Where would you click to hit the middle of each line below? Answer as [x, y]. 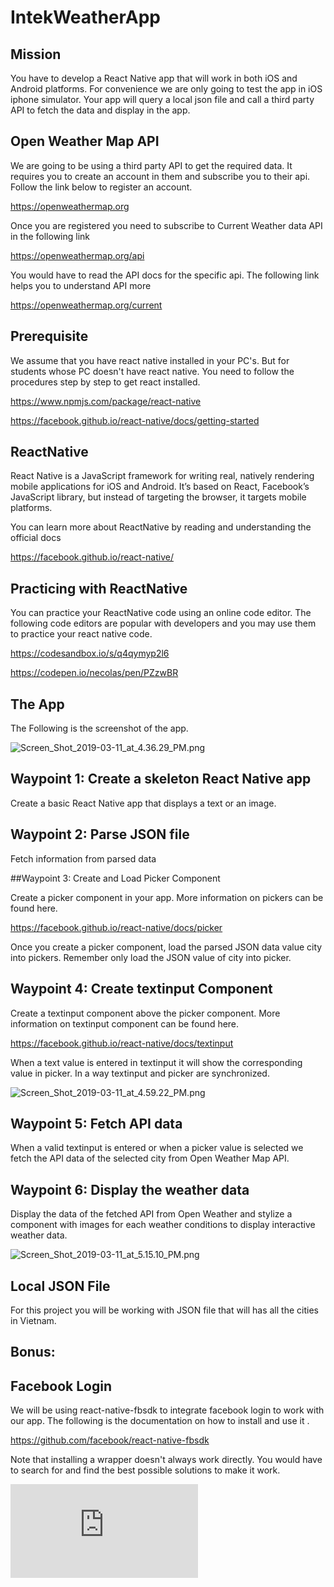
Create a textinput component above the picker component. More [145, 1013]
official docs [36, 538]
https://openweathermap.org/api [77, 255]
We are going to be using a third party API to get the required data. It [151, 165]
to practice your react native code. [81, 634]
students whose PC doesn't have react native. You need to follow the [152, 371]
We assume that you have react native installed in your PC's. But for [150, 360]
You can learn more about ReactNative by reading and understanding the [161, 527]
